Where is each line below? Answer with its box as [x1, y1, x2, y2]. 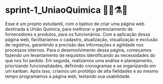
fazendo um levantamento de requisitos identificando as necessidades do [5, 52, 156, 58]
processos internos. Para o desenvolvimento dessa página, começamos [5, 47, 152, 53]
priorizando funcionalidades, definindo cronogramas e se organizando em [5, 63, 157, 69]
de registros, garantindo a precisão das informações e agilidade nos [5, 42, 144, 47]
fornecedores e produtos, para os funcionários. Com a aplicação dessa [5, 31, 150, 37]
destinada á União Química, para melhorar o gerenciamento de [5, 26, 133, 32]
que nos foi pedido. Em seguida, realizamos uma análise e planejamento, [5, 57, 154, 63]
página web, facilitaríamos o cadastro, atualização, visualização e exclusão [5, 37, 158, 42]
